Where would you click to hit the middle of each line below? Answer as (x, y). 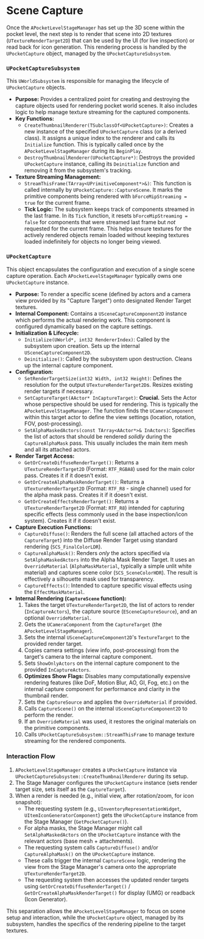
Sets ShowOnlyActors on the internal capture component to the (102, 663)
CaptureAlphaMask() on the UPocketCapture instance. (90, 854)
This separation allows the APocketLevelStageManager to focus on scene (96, 911)
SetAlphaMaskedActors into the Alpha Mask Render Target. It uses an (109, 559)
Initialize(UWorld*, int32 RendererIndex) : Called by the (97, 339)
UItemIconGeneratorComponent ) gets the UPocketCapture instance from (111, 815)
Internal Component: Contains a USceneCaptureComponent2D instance (101, 313)
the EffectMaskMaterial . (55, 592)
